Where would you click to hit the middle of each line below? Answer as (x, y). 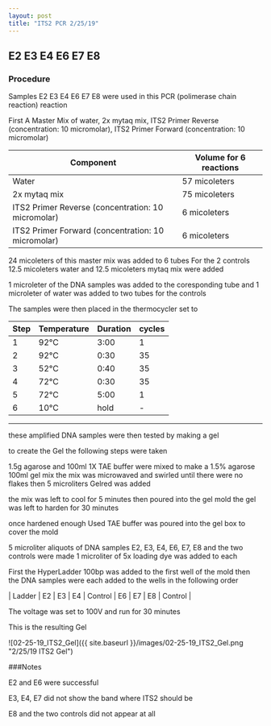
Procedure (29, 79)
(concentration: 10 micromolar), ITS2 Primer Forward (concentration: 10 (127, 129)
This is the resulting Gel (48, 627)
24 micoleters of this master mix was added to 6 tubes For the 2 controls (129, 261)
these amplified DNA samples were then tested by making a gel (114, 435)
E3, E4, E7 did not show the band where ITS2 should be (101, 699)
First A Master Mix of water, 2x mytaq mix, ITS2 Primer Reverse (114, 121)
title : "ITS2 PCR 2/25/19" (54, 23)
